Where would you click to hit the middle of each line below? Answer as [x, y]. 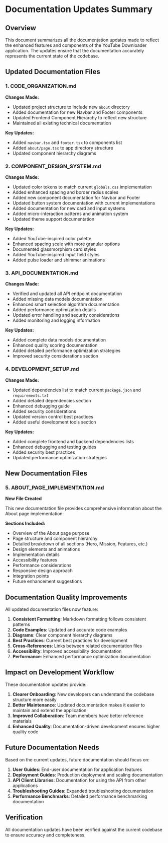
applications [25, 785]
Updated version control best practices [53, 416]
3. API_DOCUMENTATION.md [42, 273]
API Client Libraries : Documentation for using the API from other [79, 780]
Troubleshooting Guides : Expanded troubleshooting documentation [83, 791]
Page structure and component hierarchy [55, 539]
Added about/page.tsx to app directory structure [63, 148]
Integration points [31, 576]
